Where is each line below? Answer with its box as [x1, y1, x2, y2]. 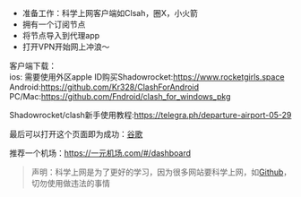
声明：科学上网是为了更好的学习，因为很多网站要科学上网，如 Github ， [30, 167, 292, 177]
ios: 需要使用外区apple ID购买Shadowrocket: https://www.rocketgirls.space [9, 72, 285, 82]
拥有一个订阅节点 [21, 19, 86, 30]
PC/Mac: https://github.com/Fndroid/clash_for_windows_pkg [9, 91, 231, 101]
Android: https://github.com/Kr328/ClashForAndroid [9, 81, 200, 92]
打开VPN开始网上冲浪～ [21, 41, 110, 52]
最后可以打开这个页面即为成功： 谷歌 [9, 129, 143, 139]
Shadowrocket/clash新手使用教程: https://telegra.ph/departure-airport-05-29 [9, 110, 292, 120]
